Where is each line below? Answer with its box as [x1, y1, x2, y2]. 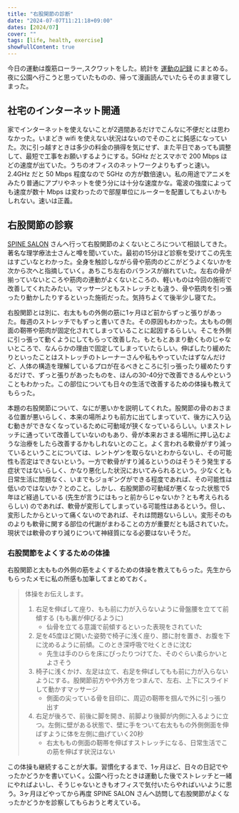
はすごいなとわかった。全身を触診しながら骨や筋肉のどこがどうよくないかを [7, 257, 233, 266]
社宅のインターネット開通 [7, 105, 120, 117]
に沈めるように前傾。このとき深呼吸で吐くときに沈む [35, 640, 193, 649]
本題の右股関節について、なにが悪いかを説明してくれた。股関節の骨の [7, 404, 213, 412]
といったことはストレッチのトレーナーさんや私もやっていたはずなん [13, 352, 214, 361]
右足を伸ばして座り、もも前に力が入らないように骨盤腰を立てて [35, 604, 223, 613]
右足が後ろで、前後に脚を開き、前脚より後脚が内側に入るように [35, 711, 223, 720]
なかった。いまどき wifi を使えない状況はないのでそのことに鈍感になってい [7, 133, 228, 143]
